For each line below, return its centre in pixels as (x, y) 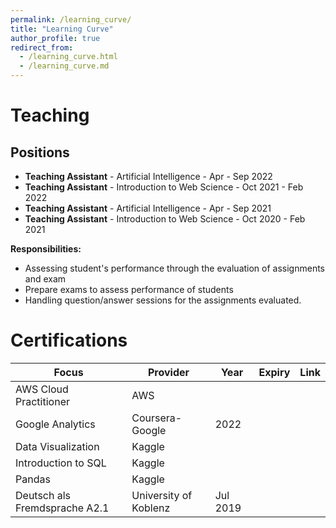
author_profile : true (55, 38)
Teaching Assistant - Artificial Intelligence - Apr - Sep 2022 (148, 176)
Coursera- (157, 418)
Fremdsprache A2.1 (62, 508)
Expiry (274, 372)
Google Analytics (55, 424)
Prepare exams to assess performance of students (129, 289)
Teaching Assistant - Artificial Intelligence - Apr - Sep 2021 (148, 208)
